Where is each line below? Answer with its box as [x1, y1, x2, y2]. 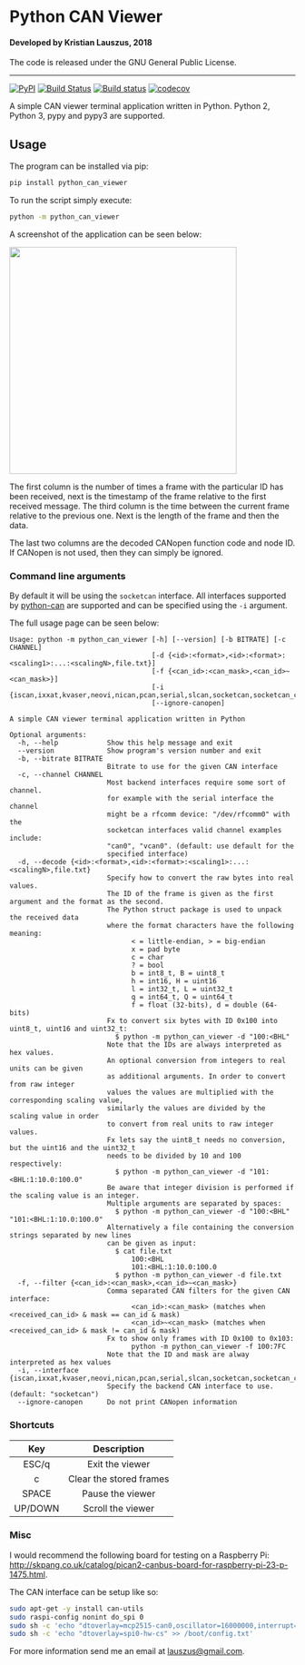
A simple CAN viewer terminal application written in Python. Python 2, [9, 101, 271, 112]
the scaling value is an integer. [9, 1191, 141, 1200]
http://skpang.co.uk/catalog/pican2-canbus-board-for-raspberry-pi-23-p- [9, 1559, 289, 1570]
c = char [131, 953, 165, 962]
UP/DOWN [14, 1502, 60, 1514]
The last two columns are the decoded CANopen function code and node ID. [9, 537, 296, 548]
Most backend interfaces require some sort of [106, 778, 286, 787]
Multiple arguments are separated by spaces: [106, 1199, 282, 1208]
